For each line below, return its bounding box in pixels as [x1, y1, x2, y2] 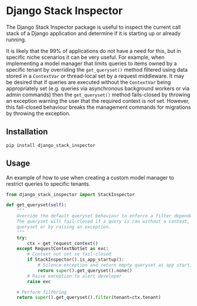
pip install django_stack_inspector [6, 142, 96, 148]
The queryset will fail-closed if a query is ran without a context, [16, 218, 191, 224]
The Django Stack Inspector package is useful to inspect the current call [6, 23, 181, 31]
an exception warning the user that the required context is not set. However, [6, 97, 190, 104]
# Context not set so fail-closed [27, 251, 111, 257]
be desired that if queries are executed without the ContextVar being [6, 78, 171, 86]
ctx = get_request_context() [27, 240, 98, 246]
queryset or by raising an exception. [16, 224, 111, 230]
